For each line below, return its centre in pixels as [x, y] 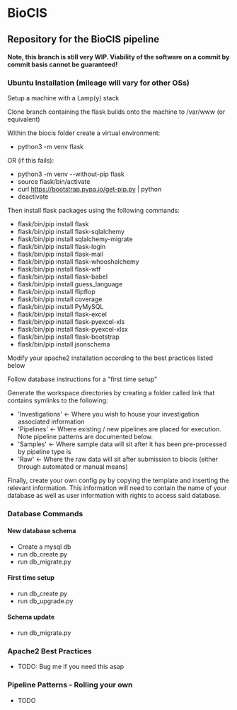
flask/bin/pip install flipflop [56, 292]
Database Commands [45, 514]
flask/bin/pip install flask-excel [62, 314]
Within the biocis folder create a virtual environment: [84, 133]
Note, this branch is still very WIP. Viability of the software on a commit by [118, 57]
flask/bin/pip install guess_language [70, 284]
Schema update [31, 617]
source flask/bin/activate [54, 182]
